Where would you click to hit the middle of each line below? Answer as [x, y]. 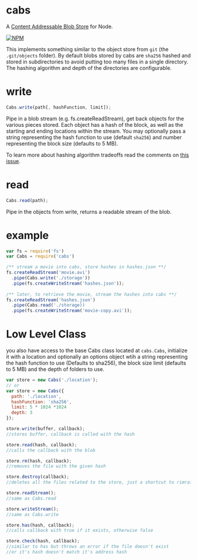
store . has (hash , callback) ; [40, 525]
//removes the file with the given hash [56, 466]
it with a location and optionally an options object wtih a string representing [97, 357]
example [28, 235]
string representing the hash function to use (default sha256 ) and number [94, 137]
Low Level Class [46, 334]
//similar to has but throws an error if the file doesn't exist [87, 546]
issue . [13, 161]
